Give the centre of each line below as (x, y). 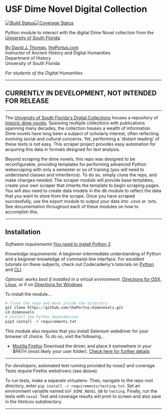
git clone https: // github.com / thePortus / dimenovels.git (64, 308)
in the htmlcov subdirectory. (34, 402)
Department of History (28, 58)
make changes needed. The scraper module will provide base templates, (80, 180)
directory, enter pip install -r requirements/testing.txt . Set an (73, 386)
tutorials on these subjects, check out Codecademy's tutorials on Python (80, 264)
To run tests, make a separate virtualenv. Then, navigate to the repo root (79, 380)
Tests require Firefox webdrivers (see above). (52, 371)
